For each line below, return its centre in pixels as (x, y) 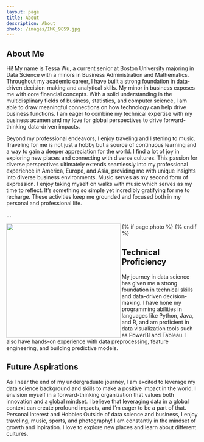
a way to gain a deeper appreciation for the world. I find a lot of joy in (93, 151)
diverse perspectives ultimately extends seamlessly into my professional (97, 165)
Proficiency (144, 262)
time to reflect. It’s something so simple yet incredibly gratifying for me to (98, 190)
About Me (25, 53)
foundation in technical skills (157, 290)
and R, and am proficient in (155, 322)
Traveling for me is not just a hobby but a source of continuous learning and (101, 145)
